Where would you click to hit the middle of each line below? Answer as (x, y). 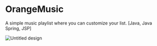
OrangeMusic (34, 9)
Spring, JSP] (18, 28)
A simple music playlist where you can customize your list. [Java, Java (79, 23)
